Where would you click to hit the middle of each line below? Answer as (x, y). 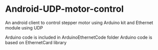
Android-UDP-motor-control (64, 9)
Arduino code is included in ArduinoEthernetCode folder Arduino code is (79, 37)
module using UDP (24, 27)
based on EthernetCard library (36, 42)
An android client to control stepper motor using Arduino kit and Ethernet (79, 23)
